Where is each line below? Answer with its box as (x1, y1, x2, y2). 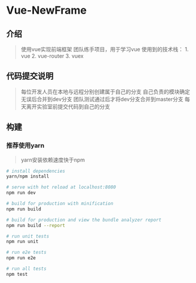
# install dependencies (6, 168, 66, 174)
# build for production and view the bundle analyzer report (6, 217, 162, 223)
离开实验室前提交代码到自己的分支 (26, 102, 111, 110)
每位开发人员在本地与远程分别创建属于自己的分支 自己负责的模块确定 (20, 88, 190, 95)
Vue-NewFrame (6, 4, 87, 17)
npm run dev (6, 190, 36, 196)
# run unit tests (6, 233, 50, 239)
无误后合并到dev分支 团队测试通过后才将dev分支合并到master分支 (20, 95, 183, 102)
